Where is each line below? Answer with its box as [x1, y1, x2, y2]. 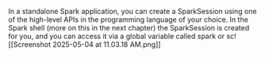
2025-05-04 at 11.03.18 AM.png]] [52, 40, 161, 49]
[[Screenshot [8, 40, 52, 49]
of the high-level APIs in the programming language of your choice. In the [8, 15, 248, 24]
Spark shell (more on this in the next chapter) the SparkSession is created [8, 23, 250, 32]
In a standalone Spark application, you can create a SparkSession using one [8, 7, 257, 16]
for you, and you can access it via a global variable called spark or [8, 31, 225, 41]
